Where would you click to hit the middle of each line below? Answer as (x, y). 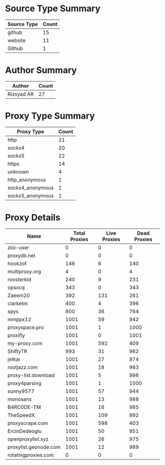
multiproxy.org (24, 272)
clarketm (18, 303)
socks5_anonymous (31, 195)
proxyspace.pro (26, 327)
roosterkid (19, 279)
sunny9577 (21, 391)
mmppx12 (19, 319)
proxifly (16, 335)
